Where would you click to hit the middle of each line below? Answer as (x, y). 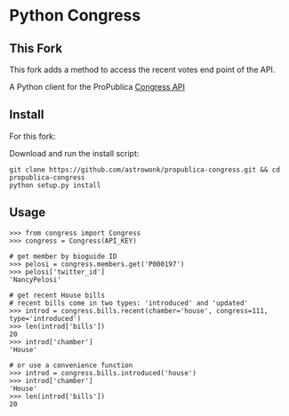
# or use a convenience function (71, 365)
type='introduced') (45, 318)
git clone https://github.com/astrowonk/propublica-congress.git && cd (144, 170)
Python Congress (75, 16)
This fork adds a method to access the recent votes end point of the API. (142, 69)
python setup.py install (55, 185)
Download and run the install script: (74, 153)
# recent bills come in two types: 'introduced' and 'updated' (129, 303)
